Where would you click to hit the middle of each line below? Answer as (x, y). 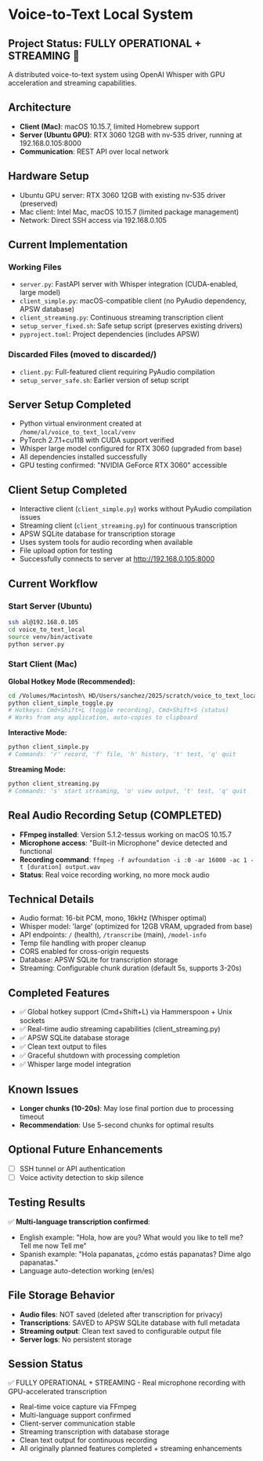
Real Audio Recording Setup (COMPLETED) (115, 815)
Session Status (46, 1364)
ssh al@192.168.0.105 (43, 622)
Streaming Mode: (37, 769)
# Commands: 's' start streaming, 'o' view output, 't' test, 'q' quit (127, 791)
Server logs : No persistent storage (76, 1339)
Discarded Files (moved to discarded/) (83, 355)
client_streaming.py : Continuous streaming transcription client (121, 318)
